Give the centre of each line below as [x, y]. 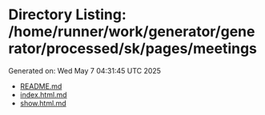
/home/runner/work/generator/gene [132, 32]
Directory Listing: [67, 15]
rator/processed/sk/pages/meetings [133, 49]
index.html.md [43, 94]
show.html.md [43, 103]
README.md [41, 86]
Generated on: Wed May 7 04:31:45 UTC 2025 [85, 70]
